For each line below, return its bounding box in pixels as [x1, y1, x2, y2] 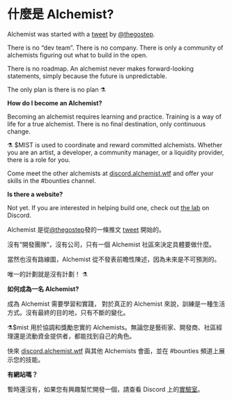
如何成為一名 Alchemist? [7, 284, 79, 293]
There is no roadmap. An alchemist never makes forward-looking [7, 64, 194, 73]
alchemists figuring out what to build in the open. [7, 50, 148, 59]
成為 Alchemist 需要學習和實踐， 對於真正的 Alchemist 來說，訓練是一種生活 [7, 299, 225, 308]
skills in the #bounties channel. [7, 176, 96, 185]
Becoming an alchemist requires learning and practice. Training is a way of [7, 112, 222, 121]
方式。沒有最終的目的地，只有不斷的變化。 [7, 308, 130, 316]
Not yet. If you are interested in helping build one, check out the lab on [7, 203, 210, 212]
